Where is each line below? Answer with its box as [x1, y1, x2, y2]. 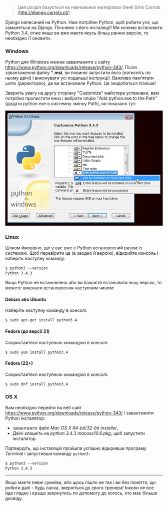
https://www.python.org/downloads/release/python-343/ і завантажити [5, 410, 154, 416]
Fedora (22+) [5, 360, 33, 366]
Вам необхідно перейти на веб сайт [5, 405, 82, 411]
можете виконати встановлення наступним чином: [5, 285, 114, 291]
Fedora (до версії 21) [5, 328, 50, 334]
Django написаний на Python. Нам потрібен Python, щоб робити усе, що [5, 20, 159, 25]
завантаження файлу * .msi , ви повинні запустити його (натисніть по [5, 70, 151, 76]
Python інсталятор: [5, 415, 45, 421]
